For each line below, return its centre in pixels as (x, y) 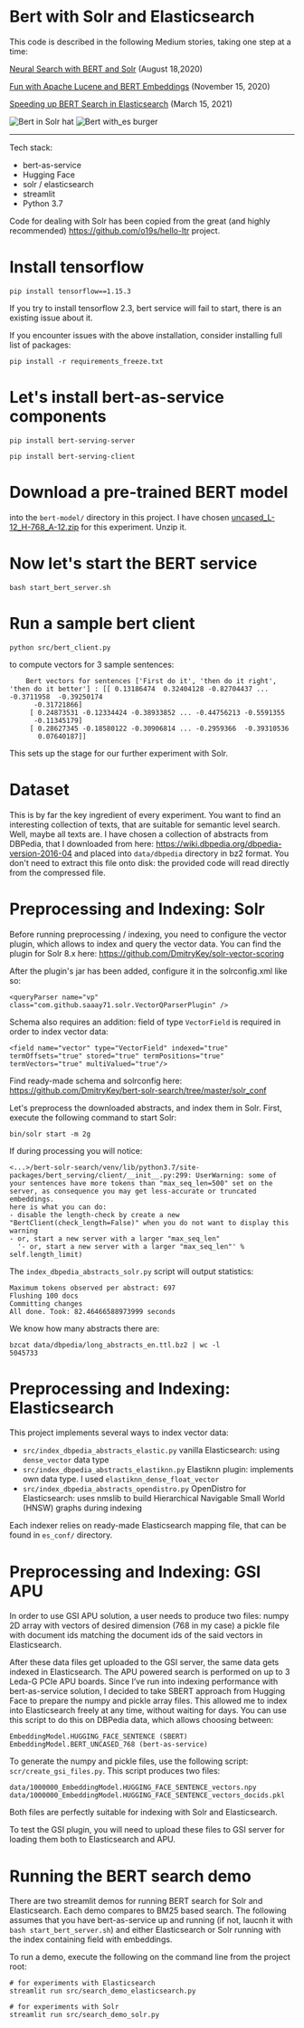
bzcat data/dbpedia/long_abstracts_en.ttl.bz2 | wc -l (115, 1345)
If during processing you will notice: (76, 1150)
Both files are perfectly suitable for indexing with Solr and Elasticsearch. (143, 1813)
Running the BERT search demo (130, 1876)
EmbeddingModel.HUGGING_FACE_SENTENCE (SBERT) (99, 1737)
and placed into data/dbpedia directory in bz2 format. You (181, 853)
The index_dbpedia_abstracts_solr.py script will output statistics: (132, 1271)
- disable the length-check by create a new (95, 1214)
